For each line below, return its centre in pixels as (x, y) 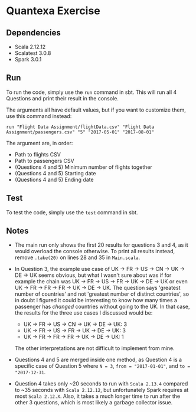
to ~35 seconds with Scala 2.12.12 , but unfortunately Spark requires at (102, 390)
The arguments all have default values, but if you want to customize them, (96, 110)
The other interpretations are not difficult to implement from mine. (95, 348)
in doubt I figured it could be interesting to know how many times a (96, 300)
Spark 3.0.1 (28, 59)
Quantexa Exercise (53, 11)
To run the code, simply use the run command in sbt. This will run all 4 (92, 92)
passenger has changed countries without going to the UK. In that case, (102, 307)
